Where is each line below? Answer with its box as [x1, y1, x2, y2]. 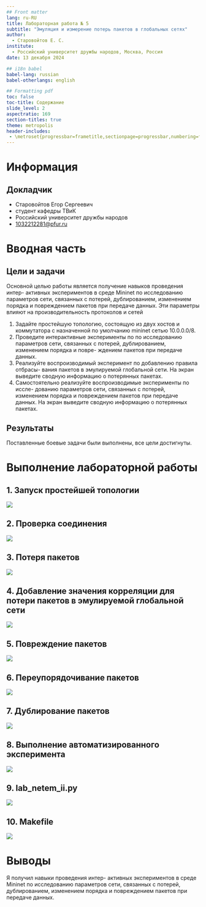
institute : [6, 44, 34, 50]
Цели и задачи [6, 266, 66, 277]
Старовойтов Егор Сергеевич [15, 201, 93, 209]
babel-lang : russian [6, 71, 59, 77]
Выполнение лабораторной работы [6, 461, 198, 475]
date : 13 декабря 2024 [6, 55, 64, 61]
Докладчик [6, 185, 53, 195]
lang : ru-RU [6, 15, 37, 21]
